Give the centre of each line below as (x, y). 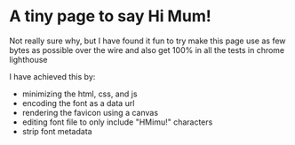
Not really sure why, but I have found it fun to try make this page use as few (147, 41)
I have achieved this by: (52, 76)
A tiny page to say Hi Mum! (110, 16)
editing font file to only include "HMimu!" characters (117, 122)
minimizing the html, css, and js (80, 94)
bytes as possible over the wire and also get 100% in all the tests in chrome (147, 50)
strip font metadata (57, 131)
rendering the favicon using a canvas (90, 112)
